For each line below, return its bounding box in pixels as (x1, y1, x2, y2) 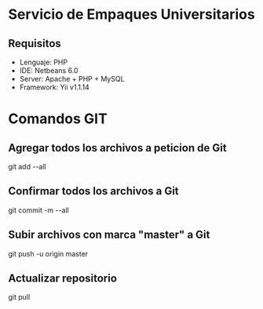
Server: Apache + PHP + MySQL (19, 75, 125, 83)
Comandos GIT (8, 110, 108, 128)
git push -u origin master (8, 249, 89, 258)
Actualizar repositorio (8, 272, 118, 285)
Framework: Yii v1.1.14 (19, 82, 90, 92)
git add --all (8, 162, 46, 171)
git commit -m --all (8, 205, 69, 215)
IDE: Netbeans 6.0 (19, 66, 79, 75)
